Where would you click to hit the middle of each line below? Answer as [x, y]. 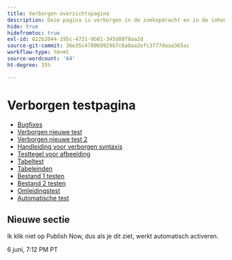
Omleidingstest [39, 190]
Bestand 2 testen [41, 183]
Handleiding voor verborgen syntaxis [70, 147]
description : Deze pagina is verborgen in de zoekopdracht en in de [108, 20]
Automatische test [43, 198]
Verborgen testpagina [71, 105]
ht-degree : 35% [29, 65]
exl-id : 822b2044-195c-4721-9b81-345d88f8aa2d [75, 39]
